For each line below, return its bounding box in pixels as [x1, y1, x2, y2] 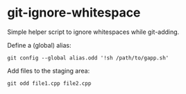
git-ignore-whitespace [7, 5, 141, 21]
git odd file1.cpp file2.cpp [7, 79, 92, 87]
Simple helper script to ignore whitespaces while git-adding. [7, 28, 180, 36]
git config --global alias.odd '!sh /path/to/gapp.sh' [7, 54, 169, 62]
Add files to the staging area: [7, 66, 90, 75]
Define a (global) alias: [7, 41, 71, 49]
